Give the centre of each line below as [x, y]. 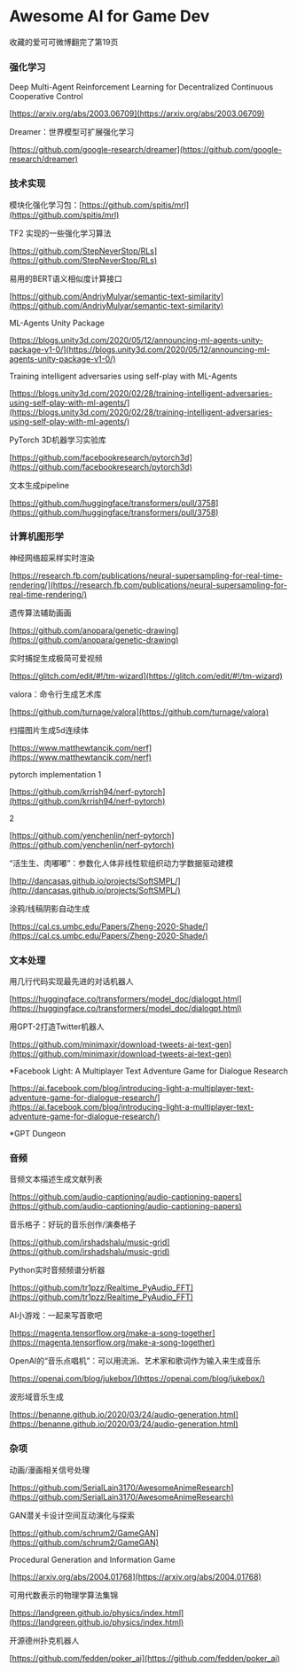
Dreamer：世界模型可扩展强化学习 [72, 132]
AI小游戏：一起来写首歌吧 [56, 1316]
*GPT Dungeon [38, 1134]
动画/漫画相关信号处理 [50, 1470]
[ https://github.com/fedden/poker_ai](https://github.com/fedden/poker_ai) [145, 1658]
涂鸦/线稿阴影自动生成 [50, 908]
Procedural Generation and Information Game [92, 1559]
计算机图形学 [37, 536]
